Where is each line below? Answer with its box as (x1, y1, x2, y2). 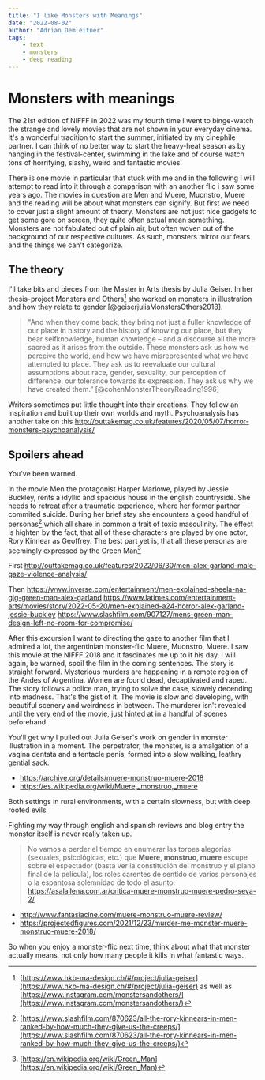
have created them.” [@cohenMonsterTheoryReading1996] (27, 385, 219, 394)
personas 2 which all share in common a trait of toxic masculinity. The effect (8, 518, 254, 529)
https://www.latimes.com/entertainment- (103, 593, 237, 603)
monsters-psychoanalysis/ (8, 425, 95, 435)
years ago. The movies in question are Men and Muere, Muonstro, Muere (8, 190, 246, 199)
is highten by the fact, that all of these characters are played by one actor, (8, 527, 248, 537)
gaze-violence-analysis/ (8, 570, 88, 579)
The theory (8, 263, 65, 277)
